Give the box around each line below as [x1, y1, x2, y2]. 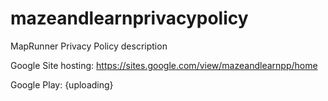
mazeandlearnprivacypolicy [10, 7, 249, 30]
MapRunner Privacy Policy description [10, 40, 168, 52]
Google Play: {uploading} [10, 78, 114, 91]
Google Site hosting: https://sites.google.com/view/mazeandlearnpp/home [10, 59, 318, 71]
